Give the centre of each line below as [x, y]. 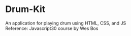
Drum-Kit [25, 9]
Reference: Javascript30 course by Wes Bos [52, 28]
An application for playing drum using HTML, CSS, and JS [66, 23]
